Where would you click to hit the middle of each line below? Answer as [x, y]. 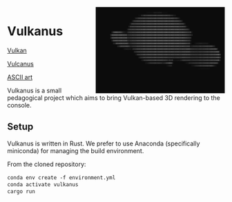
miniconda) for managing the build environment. [76, 150]
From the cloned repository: [47, 164]
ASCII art [20, 77]
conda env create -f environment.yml [61, 178]
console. [20, 105]
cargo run [21, 191]
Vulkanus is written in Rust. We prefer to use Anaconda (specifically [104, 143]
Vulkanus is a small [35, 90]
